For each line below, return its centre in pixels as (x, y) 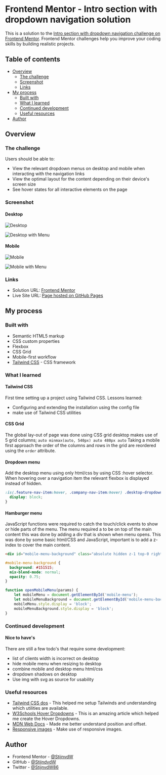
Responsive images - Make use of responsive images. (67, 729)
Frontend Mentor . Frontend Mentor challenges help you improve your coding (83, 39)
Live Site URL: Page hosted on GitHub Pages (58, 296)
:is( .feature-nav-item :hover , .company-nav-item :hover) (64, 493)
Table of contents (33, 60)
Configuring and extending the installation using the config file (76, 407)
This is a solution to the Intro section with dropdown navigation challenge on (83, 33)
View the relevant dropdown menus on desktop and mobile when (78, 169)
